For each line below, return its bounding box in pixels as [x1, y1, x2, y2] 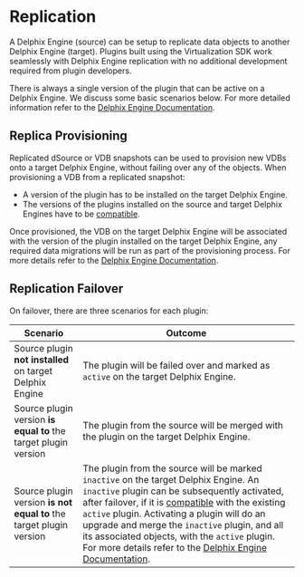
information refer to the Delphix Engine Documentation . [9, 101, 215, 112]
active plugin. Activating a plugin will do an [82, 507, 266, 520]
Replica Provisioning [9, 129, 128, 144]
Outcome [166, 326, 207, 339]
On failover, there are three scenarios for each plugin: [9, 305, 209, 316]
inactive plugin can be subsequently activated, [82, 485, 284, 497]
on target [14, 364, 52, 377]
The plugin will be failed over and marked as [82, 359, 271, 371]
